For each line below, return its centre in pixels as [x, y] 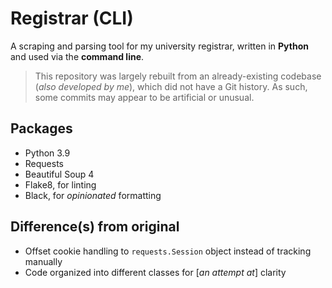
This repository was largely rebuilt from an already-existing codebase [178, 76]
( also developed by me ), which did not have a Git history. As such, [171, 86]
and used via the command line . [77, 56]
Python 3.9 [47, 153]
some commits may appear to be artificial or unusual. [144, 97]
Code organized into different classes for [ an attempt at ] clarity [155, 272]
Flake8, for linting [60, 184]
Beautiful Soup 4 [59, 174]
